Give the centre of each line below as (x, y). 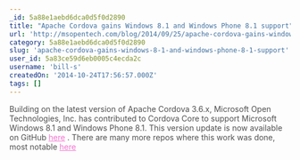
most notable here (43, 147)
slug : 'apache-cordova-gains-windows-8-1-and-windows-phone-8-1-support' (150, 51)
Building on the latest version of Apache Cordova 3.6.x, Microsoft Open (140, 108)
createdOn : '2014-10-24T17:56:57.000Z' (83, 76)
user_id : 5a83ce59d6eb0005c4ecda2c (75, 59)
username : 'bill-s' (46, 68)
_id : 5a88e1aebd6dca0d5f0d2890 (67, 17)
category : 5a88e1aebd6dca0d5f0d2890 (77, 42)
